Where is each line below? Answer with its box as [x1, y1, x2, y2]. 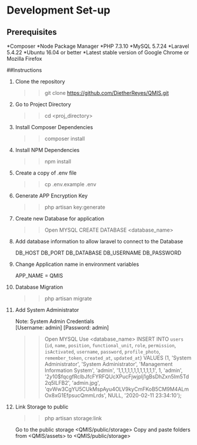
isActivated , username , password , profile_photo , [44, 348, 161, 355]
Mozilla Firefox [6, 55, 42, 62]
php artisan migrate [44, 295, 92, 302]
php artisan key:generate [44, 204, 105, 210]
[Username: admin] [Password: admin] [15, 324, 109, 331]
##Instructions [6, 67, 42, 74]
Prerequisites [6, 27, 57, 37]
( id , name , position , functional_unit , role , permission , [44, 342, 176, 348]
